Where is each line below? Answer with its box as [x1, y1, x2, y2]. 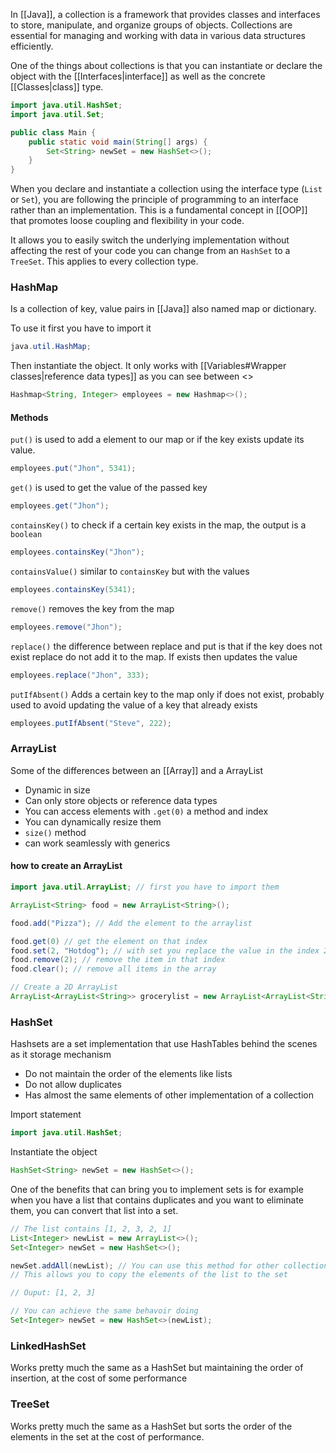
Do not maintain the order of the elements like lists [24, 1068, 233, 1080]
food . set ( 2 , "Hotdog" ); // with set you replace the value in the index [10, 945, 320, 956]
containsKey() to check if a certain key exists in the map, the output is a [10, 519, 307, 531]
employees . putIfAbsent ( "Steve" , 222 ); [10, 718, 172, 728]
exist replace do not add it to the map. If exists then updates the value [10, 650, 298, 663]
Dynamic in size [24, 784, 91, 796]
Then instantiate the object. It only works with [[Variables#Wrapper [10, 360, 287, 372]
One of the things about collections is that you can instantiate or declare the [10, 60, 323, 71]
